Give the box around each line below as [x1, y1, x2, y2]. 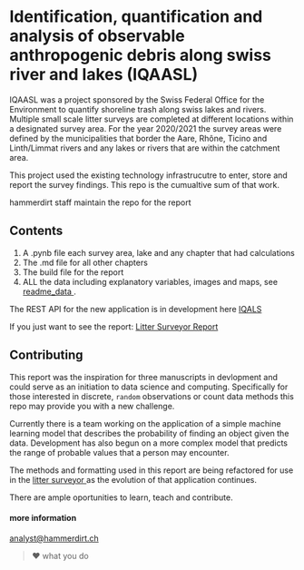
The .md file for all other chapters [22, 257, 148, 268]
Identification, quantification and [9, 6, 263, 27]
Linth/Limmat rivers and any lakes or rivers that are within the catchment [9, 142, 280, 153]
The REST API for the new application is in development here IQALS [9, 303, 262, 314]
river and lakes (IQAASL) [9, 64, 199, 85]
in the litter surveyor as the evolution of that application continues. [9, 474, 257, 485]
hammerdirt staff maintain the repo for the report [9, 197, 192, 208]
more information [9, 513, 77, 524]
